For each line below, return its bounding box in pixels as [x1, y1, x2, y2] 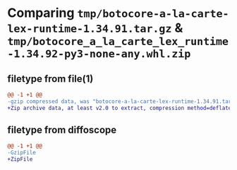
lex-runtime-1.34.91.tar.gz [7, 23, 172, 36]
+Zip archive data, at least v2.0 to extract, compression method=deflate [7, 104, 232, 111]
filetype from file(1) [7, 73, 94, 85]
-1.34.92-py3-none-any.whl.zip [7, 47, 191, 61]
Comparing [7, 5, 75, 21]
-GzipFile [7, 150, 37, 157]
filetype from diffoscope [7, 124, 117, 136]
